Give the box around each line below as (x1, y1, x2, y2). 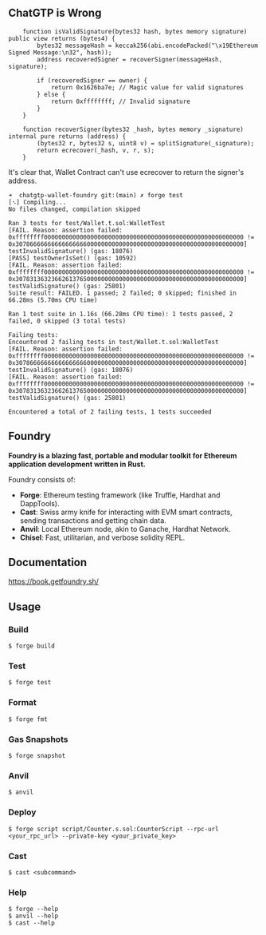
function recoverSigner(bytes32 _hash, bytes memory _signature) (22, 125, 244, 133)
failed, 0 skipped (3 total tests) (8, 317, 127, 325)
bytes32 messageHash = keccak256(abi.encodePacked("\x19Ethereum (37, 42, 259, 50)
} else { (37, 90, 66, 98)
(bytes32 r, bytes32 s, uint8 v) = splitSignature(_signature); (37, 139, 255, 147)
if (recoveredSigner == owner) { (37, 76, 148, 85)
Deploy (8, 806, 37, 818)
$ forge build (8, 642, 56, 650)
